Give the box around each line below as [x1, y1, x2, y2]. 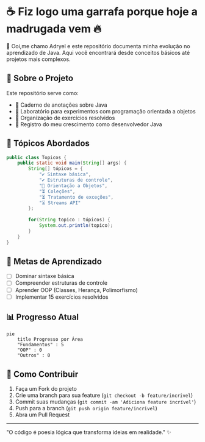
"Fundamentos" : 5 [17, 342, 64, 348]
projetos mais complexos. [6, 55, 71, 63]
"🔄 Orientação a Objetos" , [38, 182, 108, 189]
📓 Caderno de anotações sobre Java [15, 101, 108, 109]
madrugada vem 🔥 [6, 22, 102, 36]
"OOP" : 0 [17, 347, 43, 354]
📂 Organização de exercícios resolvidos [15, 114, 115, 121]
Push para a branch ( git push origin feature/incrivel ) [15, 405, 157, 412]
